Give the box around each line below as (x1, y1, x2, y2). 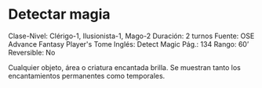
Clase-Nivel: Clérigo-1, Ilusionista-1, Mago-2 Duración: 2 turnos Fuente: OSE (8, 31, 255, 40)
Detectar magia (8, 5, 111, 23)
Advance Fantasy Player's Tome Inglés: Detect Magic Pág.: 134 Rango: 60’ (8, 39, 249, 48)
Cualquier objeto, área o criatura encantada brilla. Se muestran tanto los (8, 62, 242, 72)
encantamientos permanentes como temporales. (8, 71, 166, 80)
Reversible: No (8, 48, 56, 57)
